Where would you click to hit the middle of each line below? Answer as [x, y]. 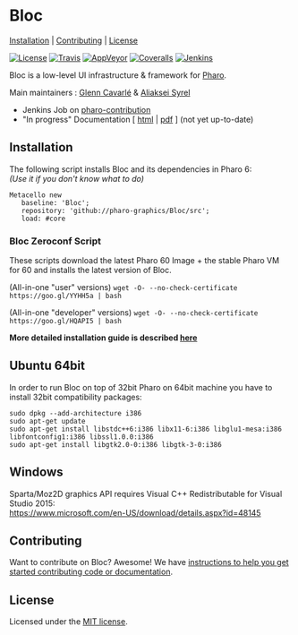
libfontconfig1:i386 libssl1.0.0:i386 [81, 437]
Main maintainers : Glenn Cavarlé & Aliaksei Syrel [100, 92]
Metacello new [36, 195]
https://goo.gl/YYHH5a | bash [66, 296]
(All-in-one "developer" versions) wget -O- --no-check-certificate [134, 313]
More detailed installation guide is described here [103, 338]
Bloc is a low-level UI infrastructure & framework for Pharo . [118, 75]
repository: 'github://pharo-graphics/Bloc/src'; [115, 210]
